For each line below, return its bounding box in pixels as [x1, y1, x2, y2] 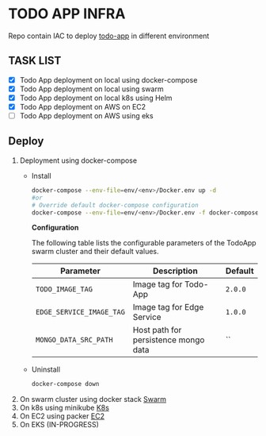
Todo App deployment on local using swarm [19, 84, 164, 94]
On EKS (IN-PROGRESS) [19, 420, 99, 430]
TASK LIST [8, 54, 62, 68]
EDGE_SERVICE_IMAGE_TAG [35, 307, 125, 317]
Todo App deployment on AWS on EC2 [19, 102, 146, 111]
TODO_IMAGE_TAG [35, 285, 93, 294]
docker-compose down [31, 380, 100, 388]
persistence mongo [132, 334, 205, 345]
